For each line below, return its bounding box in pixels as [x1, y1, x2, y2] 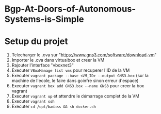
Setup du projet [4, 36, 68, 47]
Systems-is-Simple [4, 14, 84, 25]
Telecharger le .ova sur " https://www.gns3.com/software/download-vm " [11, 52, 157, 58]
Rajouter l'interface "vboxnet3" [11, 62, 74, 68]
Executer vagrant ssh [11, 98, 55, 104]
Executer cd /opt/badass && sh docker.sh [11, 103, 96, 110]
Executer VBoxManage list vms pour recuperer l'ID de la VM [11, 67, 130, 73]
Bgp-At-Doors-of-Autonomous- [4, 3, 136, 15]
